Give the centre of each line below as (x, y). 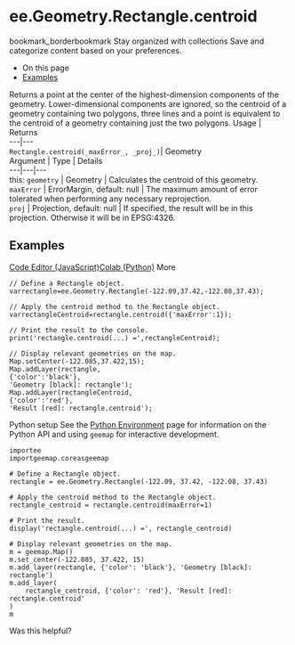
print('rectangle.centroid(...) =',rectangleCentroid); (115, 338)
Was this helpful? (41, 631)
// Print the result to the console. (79, 330)
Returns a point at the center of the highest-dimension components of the (144, 94)
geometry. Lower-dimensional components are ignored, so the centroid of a (148, 103)
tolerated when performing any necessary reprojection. (110, 199)
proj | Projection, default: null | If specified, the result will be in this (131, 208)
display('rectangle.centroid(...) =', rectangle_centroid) (121, 528)
